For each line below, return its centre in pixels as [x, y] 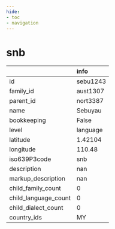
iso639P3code [30, 159]
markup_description [37, 179]
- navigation [22, 23]
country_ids [25, 218]
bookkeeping [28, 120]
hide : [13, 12]
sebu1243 [91, 81]
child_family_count [35, 188]
